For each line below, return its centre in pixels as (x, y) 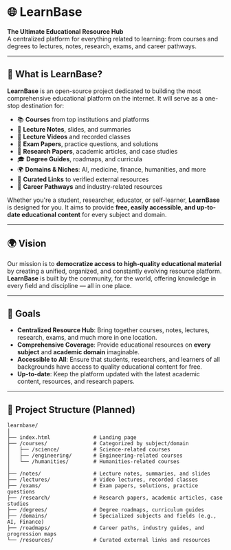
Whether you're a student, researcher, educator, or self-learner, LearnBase (113, 200)
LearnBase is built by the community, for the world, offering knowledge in (112, 278)
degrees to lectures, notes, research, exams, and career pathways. (102, 46)
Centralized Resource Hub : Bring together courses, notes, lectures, (113, 330)
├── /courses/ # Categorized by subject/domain (98, 444)
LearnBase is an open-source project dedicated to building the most (104, 91)
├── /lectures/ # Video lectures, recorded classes (102, 480)
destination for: (43, 105)
